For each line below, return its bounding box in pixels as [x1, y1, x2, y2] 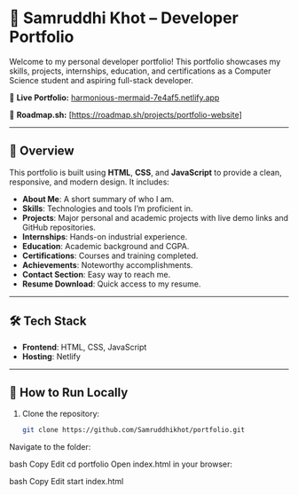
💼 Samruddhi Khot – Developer [9, 8, 239, 28]
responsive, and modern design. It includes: [9, 177, 170, 187]
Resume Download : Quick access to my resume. [21, 279, 201, 289]
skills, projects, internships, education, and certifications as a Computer [9, 66, 271, 76]
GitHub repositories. [21, 222, 96, 232]
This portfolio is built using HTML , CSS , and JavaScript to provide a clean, [9, 167, 282, 177]
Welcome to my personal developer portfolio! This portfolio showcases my [9, 56, 281, 67]
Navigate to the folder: [9, 442, 91, 452]
